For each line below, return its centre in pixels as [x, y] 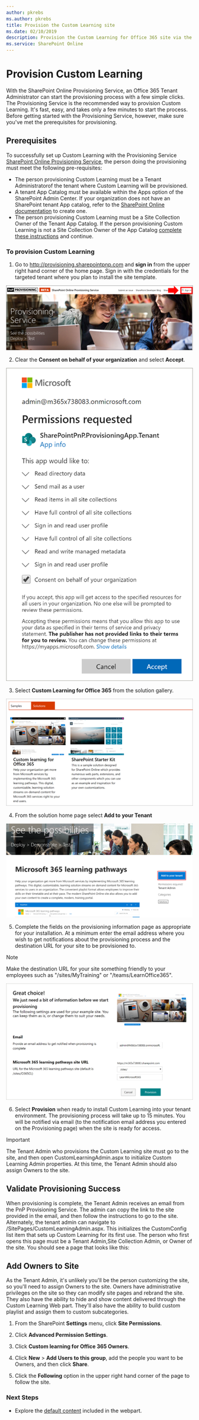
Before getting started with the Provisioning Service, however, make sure [95, 115]
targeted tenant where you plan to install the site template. [86, 277]
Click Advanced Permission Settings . [61, 1335]
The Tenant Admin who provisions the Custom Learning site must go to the [97, 1151]
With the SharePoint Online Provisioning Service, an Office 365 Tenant [92, 90]
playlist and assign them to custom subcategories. [68, 1312]
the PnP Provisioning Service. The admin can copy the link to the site [90, 1209]
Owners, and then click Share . [52, 1364]
